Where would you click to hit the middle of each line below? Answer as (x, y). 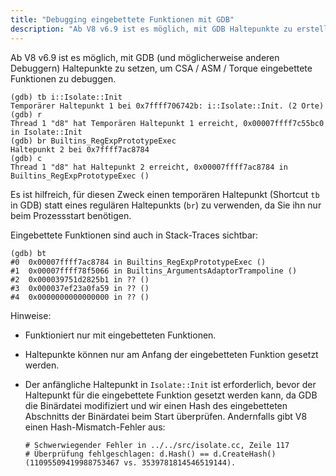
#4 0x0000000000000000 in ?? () (80, 297)
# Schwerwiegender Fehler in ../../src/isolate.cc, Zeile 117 (157, 445)
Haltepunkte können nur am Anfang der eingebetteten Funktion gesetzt (171, 354)
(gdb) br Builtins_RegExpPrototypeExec (93, 141)
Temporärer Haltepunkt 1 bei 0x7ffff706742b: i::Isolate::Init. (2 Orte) (167, 106)
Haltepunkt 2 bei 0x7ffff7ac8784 (80, 149)
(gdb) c (26, 158)
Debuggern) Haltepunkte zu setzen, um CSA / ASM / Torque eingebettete (161, 68)
